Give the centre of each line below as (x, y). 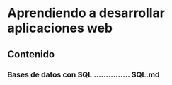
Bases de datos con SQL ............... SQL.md (84, 74)
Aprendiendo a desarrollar (86, 13)
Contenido (31, 54)
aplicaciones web (60, 28)
